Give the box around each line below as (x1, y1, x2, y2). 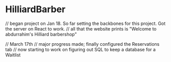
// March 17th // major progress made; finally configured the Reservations (5, 41, 160, 47)
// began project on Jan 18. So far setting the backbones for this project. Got (5, 20, 166, 26)
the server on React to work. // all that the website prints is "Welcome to (5, 25, 157, 32)
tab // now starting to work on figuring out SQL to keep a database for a (5, 46, 156, 52)
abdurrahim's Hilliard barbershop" (5, 31, 77, 37)
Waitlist (5, 52, 21, 58)
